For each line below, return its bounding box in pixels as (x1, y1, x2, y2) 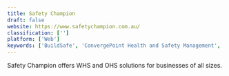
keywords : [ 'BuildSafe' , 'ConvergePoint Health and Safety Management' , (7, 42, 221, 49)
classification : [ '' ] (7, 29, 70, 37)
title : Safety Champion (7, 10, 76, 17)
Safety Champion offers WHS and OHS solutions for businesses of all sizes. (7, 61, 223, 69)
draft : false (7, 17, 45, 23)
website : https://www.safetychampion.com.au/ (7, 23, 140, 30)
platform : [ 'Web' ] (7, 36, 60, 43)
